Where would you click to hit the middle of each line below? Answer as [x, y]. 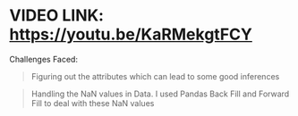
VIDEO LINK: [57, 16]
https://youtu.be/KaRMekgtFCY [131, 34]
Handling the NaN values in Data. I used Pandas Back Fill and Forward [160, 94]
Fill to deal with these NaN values [93, 103]
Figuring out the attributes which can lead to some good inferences [155, 76]
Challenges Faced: [44, 59]
